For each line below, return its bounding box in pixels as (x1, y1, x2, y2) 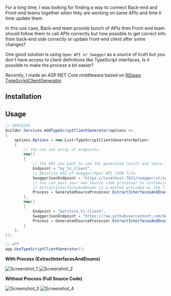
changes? (5, 41, 26, 48)
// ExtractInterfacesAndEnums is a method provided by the (32, 185, 160, 190)
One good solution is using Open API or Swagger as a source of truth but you (5, 51, 165, 57)
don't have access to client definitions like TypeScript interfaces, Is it (5, 57, 150, 63)
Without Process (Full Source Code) (5, 276, 83, 282)
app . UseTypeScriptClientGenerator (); (5, 246, 85, 252)
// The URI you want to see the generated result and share (32, 161, 163, 167)
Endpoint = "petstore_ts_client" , (32, 209, 106, 214)
